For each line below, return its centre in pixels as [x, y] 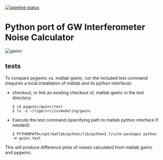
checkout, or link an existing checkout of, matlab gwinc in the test [78, 92]
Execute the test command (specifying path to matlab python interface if [85, 120]
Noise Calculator [40, 38]
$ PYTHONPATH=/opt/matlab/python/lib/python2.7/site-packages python [84, 134]
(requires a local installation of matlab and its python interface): [69, 83]
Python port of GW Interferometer [75, 27]
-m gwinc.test [26, 138]
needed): [21, 125]
